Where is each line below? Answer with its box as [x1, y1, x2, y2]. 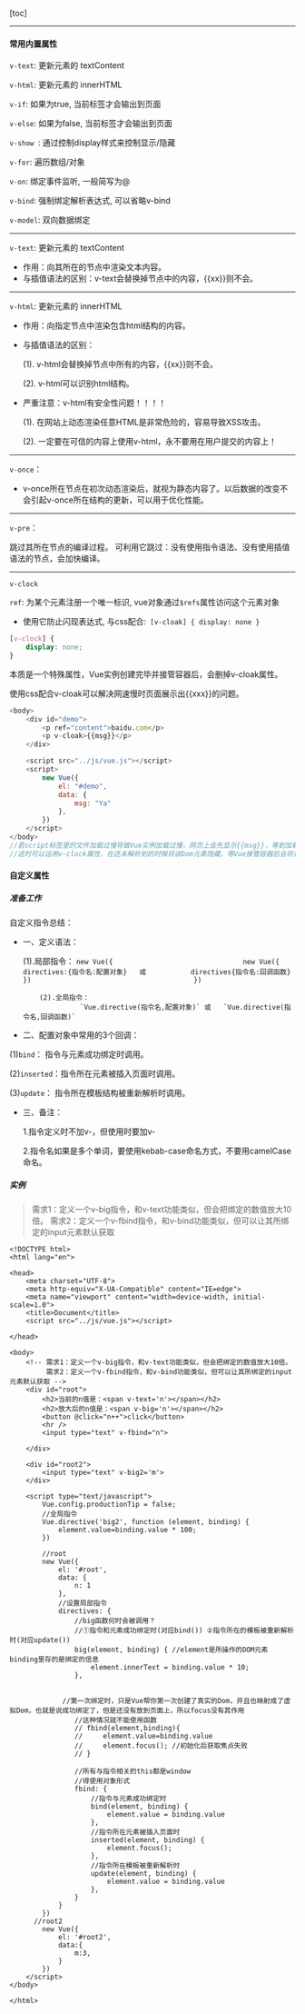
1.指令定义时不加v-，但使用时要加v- [22, 1126, 156, 1137]
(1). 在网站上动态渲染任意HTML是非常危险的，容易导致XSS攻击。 [22, 417, 266, 428]
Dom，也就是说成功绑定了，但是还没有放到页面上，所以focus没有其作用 [15, 1706, 245, 1716]
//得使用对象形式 [74, 1777, 131, 1786]
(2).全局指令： [39, 993, 90, 1002]
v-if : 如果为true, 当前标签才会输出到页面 [9, 99, 162, 110]
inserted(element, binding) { [90, 1836, 205, 1845]
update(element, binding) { [90, 1869, 197, 1879]
